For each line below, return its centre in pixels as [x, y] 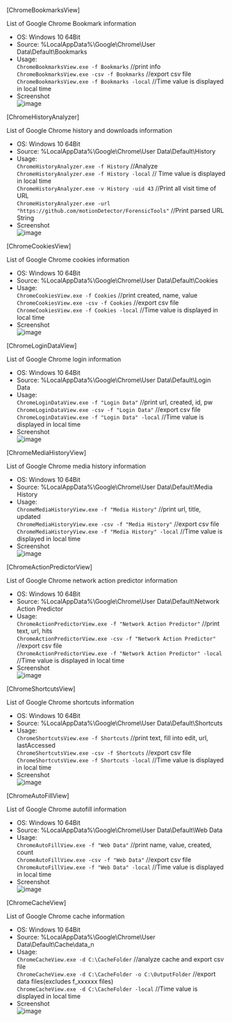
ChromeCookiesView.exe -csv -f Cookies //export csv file [98, 303]
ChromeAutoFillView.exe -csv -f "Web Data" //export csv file [104, 860]
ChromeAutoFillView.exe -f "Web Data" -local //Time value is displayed [120, 867]
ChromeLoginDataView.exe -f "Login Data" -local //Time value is [110, 417]
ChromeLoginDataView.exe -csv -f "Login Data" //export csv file [108, 409]
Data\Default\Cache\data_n [55, 944]
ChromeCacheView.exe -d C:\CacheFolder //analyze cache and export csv [120, 959]
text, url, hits [34, 631]
